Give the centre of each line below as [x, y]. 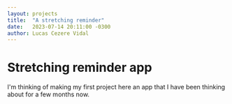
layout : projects [32, 14]
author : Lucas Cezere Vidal [48, 33]
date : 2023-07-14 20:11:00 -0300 [59, 27]
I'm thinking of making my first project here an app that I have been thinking [116, 87]
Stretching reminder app [80, 68]
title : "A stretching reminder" [56, 20]
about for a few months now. [48, 94]
